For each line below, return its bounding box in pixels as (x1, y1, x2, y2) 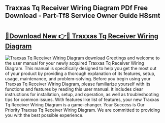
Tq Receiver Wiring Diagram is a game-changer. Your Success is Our (5, 102, 145, 107)
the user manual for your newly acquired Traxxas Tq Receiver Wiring (5, 60, 144, 66)
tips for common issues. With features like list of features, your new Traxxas (5, 97, 159, 102)
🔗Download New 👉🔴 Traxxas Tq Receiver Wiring (5, 32, 159, 40)
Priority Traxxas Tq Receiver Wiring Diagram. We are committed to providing (5, 107, 160, 113)
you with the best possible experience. (5, 112, 84, 118)
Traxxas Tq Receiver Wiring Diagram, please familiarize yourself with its (5, 81, 151, 87)
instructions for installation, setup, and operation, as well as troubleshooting (5, 92, 159, 97)
